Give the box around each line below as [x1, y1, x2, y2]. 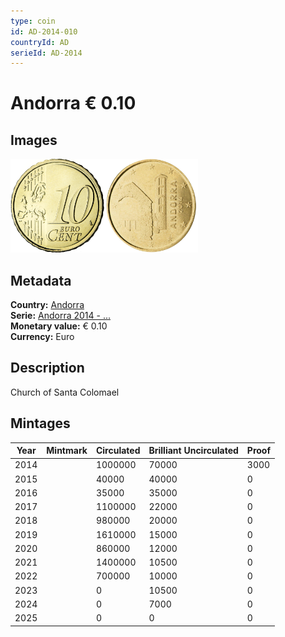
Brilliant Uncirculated [148, 445, 239, 457]
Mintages [10, 415, 71, 432]
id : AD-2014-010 [10, 26, 78, 37]
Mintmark [46, 445, 88, 457]
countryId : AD [10, 37, 70, 47]
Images [10, 131, 58, 149]
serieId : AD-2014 [10, 48, 83, 58]
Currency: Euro [10, 331, 75, 343]
